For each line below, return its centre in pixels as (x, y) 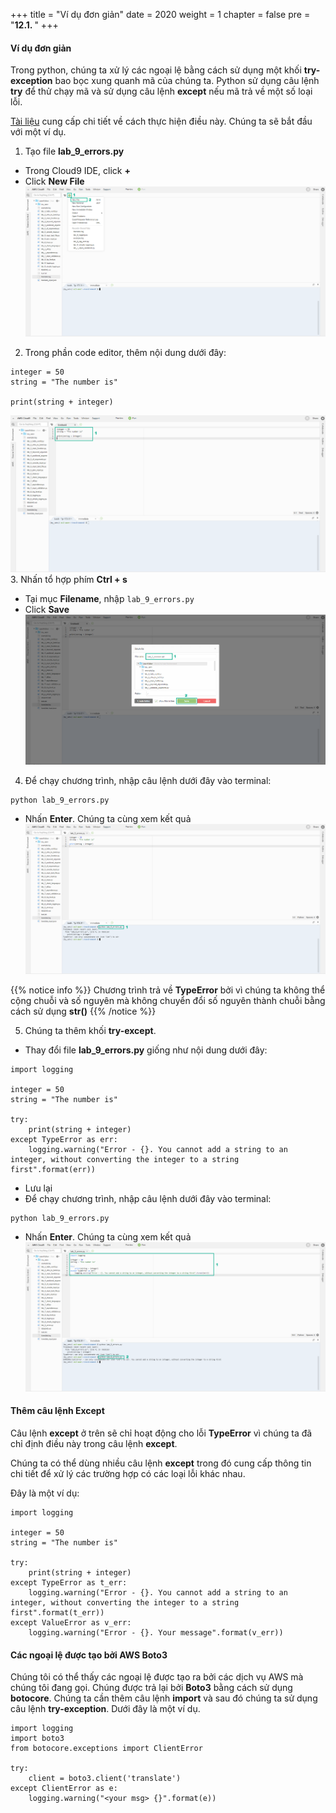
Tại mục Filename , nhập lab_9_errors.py (109, 599)
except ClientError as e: (64, 1789)
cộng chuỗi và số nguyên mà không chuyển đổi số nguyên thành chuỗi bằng (168, 1000)
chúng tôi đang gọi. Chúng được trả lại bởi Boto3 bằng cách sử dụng (151, 1688)
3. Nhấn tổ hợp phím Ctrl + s (69, 580)
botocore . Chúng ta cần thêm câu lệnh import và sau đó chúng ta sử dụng (164, 1698)
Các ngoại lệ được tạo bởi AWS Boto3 (89, 1655)
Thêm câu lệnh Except (57, 1411)
